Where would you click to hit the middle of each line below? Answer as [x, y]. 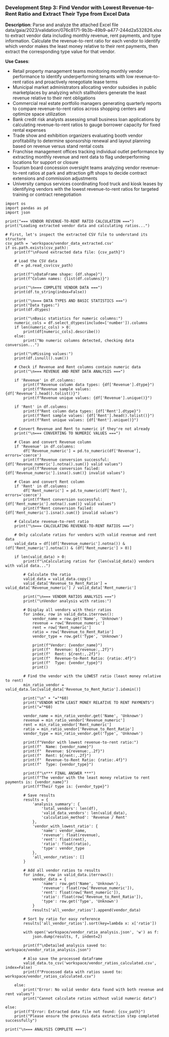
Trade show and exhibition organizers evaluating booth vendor [77, 136]
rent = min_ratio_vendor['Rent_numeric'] [68, 725]
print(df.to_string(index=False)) [50, 292]
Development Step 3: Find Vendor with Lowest [63, 8]
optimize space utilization [39, 114]
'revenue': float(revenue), [71, 835]
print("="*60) [38, 707]
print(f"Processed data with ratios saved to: [73, 972]
